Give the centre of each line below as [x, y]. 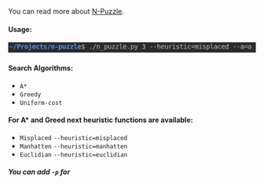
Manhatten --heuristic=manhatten [73, 146]
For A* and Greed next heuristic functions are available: [101, 120]
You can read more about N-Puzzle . [66, 11]
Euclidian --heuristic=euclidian [73, 155]
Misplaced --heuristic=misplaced [73, 138]
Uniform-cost [41, 103]
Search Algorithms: [40, 68]
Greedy [30, 94]
